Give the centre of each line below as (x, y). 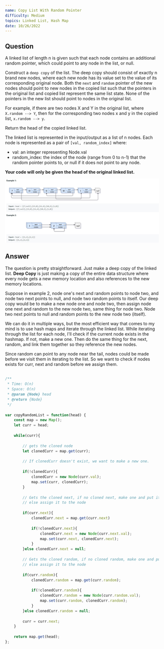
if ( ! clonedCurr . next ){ (54, 528)
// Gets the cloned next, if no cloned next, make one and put (88, 497)
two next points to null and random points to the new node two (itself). (76, 314)
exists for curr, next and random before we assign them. (61, 364)
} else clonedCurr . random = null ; (57, 611)
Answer (17, 257)
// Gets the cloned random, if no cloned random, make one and (88, 559)
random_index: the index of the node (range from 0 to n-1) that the (79, 157)
